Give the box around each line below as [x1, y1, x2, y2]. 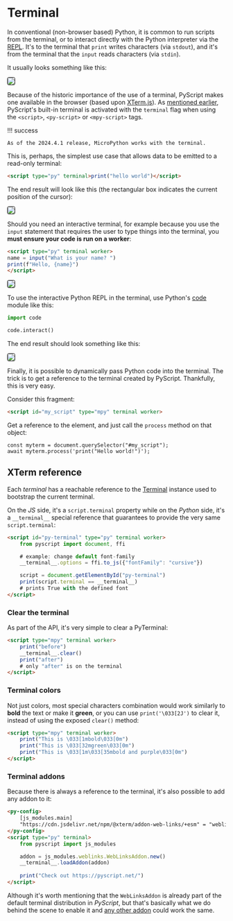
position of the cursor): [7, 192, 73, 200]
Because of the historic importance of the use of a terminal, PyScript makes [7, 90, 224, 98]
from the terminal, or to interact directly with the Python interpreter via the [7, 35, 218, 43]
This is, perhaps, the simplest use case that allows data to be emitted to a [7, 151, 217, 160]
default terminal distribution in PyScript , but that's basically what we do [7, 898, 212, 906]
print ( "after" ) [19, 656, 64, 663]
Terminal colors [7, 685, 61, 695]
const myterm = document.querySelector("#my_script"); [7, 442, 169, 449]
